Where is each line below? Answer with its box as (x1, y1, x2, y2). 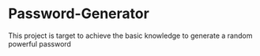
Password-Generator (8, 5, 150, 23)
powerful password (8, 39, 71, 48)
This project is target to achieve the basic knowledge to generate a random (8, 31, 253, 40)
